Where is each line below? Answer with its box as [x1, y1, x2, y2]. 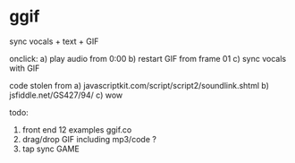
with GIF [9, 63, 40, 73]
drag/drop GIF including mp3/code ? [21, 133, 156, 144]
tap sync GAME [21, 143, 80, 154]
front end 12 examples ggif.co [21, 124, 132, 135]
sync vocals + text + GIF [9, 36, 99, 47]
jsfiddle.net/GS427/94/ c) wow [9, 90, 123, 100]
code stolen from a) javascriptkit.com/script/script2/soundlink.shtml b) [9, 80, 270, 90]
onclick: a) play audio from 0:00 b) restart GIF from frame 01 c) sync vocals [9, 53, 287, 64]
